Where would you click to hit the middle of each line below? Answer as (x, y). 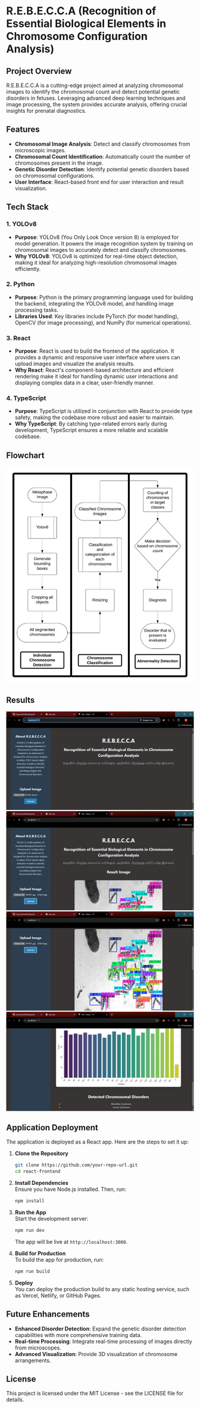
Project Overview (39, 71)
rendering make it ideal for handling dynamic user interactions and (96, 377)
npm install (29, 1201)
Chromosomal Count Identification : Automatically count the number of (102, 156)
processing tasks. (36, 310)
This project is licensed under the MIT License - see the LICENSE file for (95, 1393)
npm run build (32, 1271)
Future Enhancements (48, 1314)
